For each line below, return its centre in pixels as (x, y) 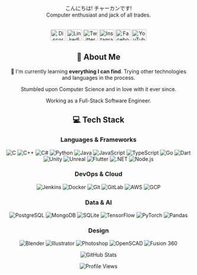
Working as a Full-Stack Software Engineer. (98, 101)
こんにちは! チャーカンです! (98, 8)
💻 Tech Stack (98, 120)
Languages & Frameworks (98, 140)
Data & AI (98, 202)
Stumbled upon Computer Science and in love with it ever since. (98, 89)
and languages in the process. (98, 77)
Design (98, 231)
